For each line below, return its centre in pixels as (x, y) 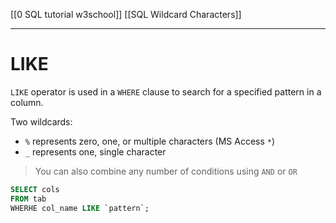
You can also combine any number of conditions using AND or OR (166, 171)
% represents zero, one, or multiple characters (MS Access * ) (150, 141)
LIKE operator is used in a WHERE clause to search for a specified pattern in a (166, 91)
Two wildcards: (41, 121)
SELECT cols (35, 189)
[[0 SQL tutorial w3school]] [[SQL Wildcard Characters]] (126, 14)
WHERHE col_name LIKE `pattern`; (80, 208)
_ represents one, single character (95, 151)
